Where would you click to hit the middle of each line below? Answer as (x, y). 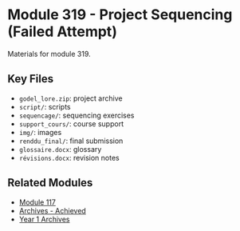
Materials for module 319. (49, 54)
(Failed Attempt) (62, 32)
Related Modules (50, 183)
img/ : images (40, 132)
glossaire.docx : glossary (60, 149)
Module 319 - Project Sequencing (120, 15)
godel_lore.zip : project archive (71, 98)
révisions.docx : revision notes (69, 157)
